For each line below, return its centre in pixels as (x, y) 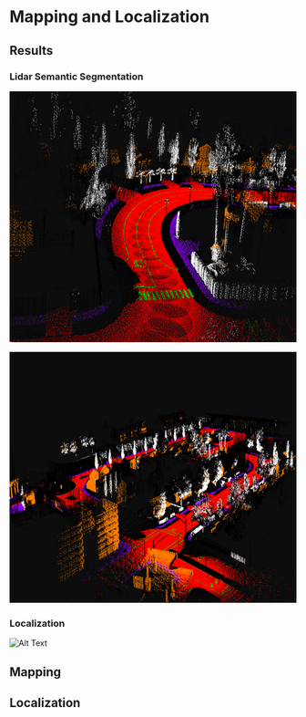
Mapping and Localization (109, 17)
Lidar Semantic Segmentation (76, 77)
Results (31, 51)
